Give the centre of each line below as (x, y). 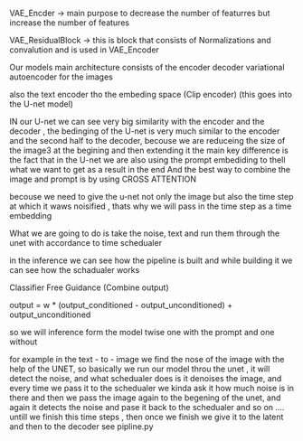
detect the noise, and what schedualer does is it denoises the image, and (146, 378)
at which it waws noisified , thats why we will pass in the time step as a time (151, 206)
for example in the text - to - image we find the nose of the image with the (147, 359)
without (24, 342)
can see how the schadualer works (75, 270)
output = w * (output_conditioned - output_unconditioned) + (121, 305)
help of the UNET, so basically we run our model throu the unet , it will (140, 369)
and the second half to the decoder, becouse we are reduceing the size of (147, 141)
